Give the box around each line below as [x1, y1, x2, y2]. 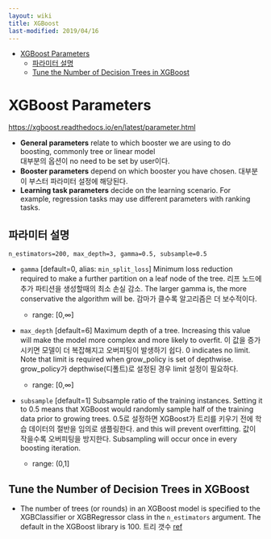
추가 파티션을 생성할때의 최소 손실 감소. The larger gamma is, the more [19, 284, 248, 294]
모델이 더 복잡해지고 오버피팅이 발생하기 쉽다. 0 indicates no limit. [41, 345, 251, 355]
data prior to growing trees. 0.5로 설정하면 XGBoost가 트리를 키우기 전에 [19, 414, 254, 424]
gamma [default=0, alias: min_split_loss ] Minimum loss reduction [19, 264, 233, 274]
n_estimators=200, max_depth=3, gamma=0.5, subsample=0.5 [8, 250, 207, 258]
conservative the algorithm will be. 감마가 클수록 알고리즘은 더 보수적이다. [19, 294, 257, 303]
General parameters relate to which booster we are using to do [19, 138, 231, 148]
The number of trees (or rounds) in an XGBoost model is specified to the [19, 503, 261, 513]
